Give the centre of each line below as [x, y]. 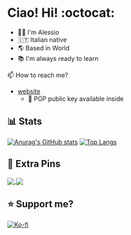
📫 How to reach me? [38, 75]
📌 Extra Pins [34, 164]
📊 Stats [25, 121]
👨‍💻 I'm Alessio [38, 32]
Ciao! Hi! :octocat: [61, 13]
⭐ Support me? [40, 204]
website [29, 91]
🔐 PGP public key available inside [76, 99]
